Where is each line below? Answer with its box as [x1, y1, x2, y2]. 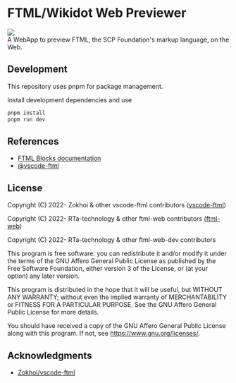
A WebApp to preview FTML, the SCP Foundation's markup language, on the [7, 35, 230, 44]
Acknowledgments [7, 349, 93, 361]
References [7, 135, 59, 147]
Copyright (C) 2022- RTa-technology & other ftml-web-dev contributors [7, 236, 216, 244]
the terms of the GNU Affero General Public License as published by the [7, 257, 216, 265]
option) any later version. [7, 272, 80, 280]
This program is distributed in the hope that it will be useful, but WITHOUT [7, 286, 223, 294]
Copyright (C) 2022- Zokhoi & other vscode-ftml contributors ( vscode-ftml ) [7, 201, 227, 209]
